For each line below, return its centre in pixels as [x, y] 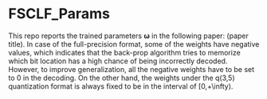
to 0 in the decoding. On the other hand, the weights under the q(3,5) [122, 78]
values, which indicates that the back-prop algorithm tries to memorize [124, 52]
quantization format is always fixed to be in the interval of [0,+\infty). [121, 86]
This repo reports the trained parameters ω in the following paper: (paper [129, 36]
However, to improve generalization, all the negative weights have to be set [132, 69]
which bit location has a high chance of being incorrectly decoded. [118, 61]
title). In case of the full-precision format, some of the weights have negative [134, 44]
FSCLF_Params [59, 14]
